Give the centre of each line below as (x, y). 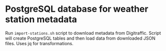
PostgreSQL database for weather (77, 9)
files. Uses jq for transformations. (39, 43)
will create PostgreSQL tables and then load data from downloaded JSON (80, 38)
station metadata (41, 19)
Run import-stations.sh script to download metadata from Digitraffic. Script (83, 33)
